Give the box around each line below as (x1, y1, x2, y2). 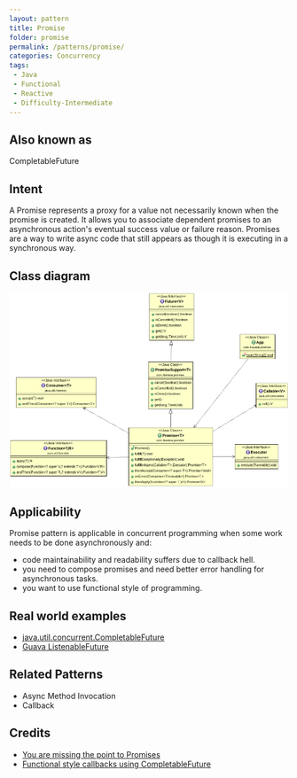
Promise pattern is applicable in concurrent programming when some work (9, 528, 284, 539)
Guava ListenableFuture (21, 642, 109, 651)
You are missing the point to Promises (21, 749, 161, 759)
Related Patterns (9, 667, 104, 682)
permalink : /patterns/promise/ (9, 43, 125, 51)
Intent (9, 182, 43, 197)
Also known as (9, 132, 92, 147)
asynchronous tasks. (21, 573, 99, 584)
